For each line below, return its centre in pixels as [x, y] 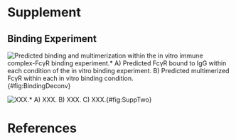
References [42, 128]
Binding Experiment [52, 39]
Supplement [44, 12]
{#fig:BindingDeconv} [39, 86]
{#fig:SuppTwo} [129, 99]
